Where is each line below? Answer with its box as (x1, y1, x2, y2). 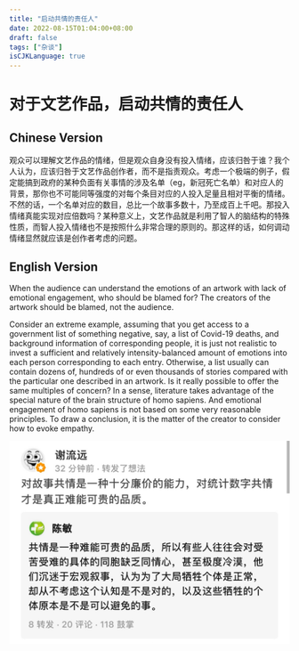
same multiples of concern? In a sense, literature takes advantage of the (9, 385, 274, 395)
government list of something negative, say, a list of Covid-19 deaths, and (9, 328, 279, 338)
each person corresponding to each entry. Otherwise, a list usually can (9, 356, 270, 367)
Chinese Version (9, 130, 103, 145)
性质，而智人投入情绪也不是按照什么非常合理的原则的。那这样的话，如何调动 (9, 222, 290, 232)
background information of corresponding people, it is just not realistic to (9, 338, 278, 348)
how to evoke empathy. (9, 423, 95, 434)
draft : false (9, 33, 58, 42)
